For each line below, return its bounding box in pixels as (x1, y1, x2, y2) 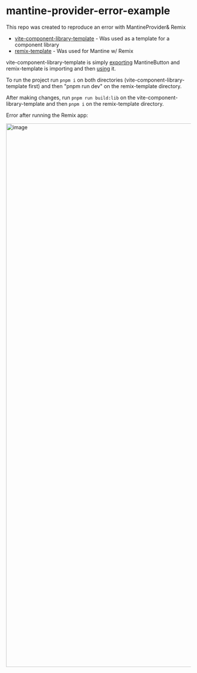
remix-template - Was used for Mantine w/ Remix (14, 47, 134, 54)
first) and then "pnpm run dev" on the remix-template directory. (28, 82, 182, 89)
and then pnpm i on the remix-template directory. (46, 100, 164, 107)
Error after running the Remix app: (6, 112, 89, 119)
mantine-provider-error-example (6, 4, 171, 18)
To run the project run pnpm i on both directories (6, 76, 123, 83)
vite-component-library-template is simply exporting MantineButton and (6, 59, 180, 66)
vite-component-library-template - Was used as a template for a (14, 35, 170, 42)
